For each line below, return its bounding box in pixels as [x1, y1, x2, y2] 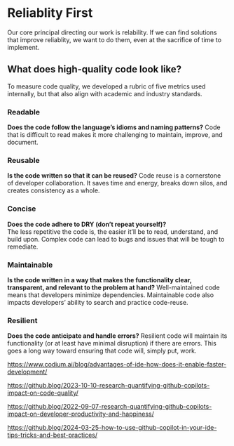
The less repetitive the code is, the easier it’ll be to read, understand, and [7, 227, 219, 236]
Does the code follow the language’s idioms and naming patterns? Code [7, 123, 221, 131]
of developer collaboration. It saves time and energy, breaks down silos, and [7, 179, 228, 188]
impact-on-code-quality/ [7, 388, 79, 398]
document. [7, 138, 39, 147]
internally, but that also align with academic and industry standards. [7, 89, 202, 98]
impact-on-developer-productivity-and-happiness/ [7, 409, 154, 419]
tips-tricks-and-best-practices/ [7, 431, 98, 440]
